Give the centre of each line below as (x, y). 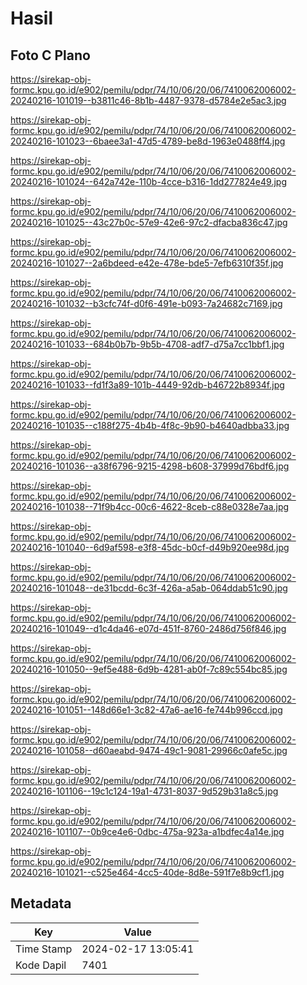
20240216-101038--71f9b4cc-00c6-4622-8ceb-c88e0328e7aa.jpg (150, 506)
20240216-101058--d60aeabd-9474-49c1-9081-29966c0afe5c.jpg (149, 750)
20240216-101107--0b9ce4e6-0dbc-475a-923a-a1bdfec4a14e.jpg (147, 831)
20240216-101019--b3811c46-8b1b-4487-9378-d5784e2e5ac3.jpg (148, 100)
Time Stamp (44, 949)
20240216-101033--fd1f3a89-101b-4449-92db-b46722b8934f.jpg (147, 385)
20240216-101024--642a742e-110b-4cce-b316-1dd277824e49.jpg (148, 181)
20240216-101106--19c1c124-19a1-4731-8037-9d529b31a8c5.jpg (144, 791)
